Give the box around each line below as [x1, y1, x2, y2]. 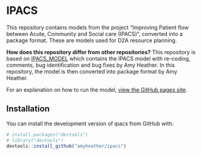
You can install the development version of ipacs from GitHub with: [6, 120, 174, 127]
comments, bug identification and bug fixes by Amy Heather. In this [6, 61, 175, 69]
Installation [6, 104, 50, 114]
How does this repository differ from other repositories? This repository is [6, 48, 196, 55]
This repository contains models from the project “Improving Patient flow [6, 24, 189, 31]
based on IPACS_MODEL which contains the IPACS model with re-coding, [6, 55, 190, 62]
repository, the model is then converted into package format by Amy [6, 67, 178, 75]
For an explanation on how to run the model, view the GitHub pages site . [6, 86, 187, 93]
